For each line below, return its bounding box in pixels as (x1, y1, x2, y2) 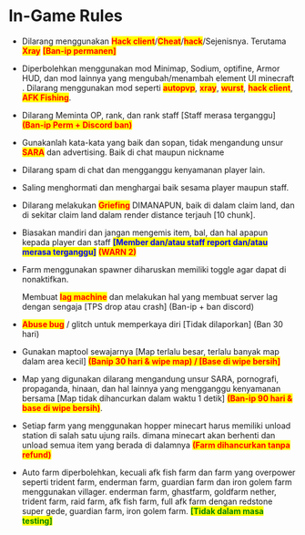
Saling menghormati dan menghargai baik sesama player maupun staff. (21, 181, 290, 192)
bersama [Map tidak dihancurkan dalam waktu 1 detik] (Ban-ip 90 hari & (21, 393, 293, 404)
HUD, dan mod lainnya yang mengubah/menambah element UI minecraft (21, 72, 295, 83)
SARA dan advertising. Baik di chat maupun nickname (21, 147, 225, 158)
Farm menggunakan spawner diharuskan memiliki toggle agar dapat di (21, 263, 287, 274)
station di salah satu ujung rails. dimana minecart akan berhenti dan (21, 429, 276, 440)
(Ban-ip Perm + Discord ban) (21, 119, 133, 130)
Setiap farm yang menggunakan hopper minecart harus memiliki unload (21, 420, 291, 431)
